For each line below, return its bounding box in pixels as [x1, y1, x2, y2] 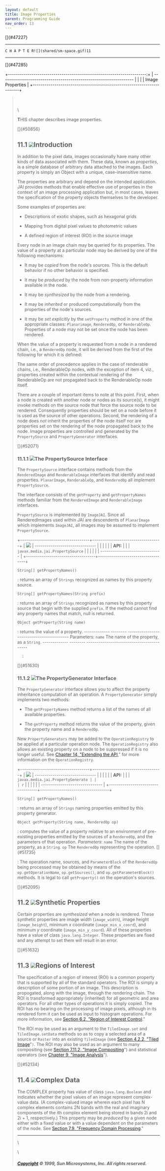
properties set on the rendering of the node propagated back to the [17, 423, 154, 429]
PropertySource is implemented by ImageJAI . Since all [17, 512, 125, 518]
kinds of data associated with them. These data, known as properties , [17, 159, 159, 165]
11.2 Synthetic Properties [17, 898, 101, 907]
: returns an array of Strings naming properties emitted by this [17, 805, 144, 811]
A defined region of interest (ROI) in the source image [24, 232, 133, 239]
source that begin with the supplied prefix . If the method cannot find [17, 605, 157, 611]
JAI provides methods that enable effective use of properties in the [17, 184, 153, 190]
